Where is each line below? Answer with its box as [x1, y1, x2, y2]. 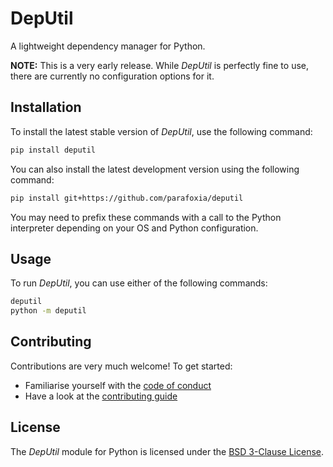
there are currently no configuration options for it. [10, 70, 215, 82]
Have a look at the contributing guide [24, 390, 178, 402]
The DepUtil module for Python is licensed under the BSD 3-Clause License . [10, 445, 325, 457]
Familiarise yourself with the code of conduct [24, 379, 212, 391]
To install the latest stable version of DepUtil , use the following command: [10, 125, 313, 137]
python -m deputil [10, 306, 87, 316]
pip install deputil [10, 145, 97, 155]
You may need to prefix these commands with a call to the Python [10, 211, 282, 223]
